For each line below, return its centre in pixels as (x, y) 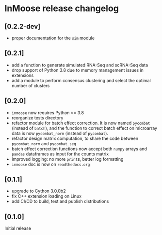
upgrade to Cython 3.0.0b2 (39, 191)
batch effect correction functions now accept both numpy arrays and (79, 149)
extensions (23, 75)
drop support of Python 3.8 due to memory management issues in (78, 70)
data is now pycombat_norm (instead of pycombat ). (60, 133)
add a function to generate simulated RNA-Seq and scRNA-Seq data (80, 65)
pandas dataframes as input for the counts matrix (60, 154)
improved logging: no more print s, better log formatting (67, 159)
